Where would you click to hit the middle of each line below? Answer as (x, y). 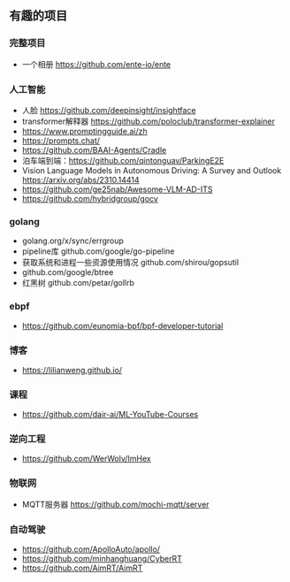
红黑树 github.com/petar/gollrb (78, 283)
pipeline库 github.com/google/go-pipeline (98, 251)
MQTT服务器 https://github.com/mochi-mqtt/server (115, 504)
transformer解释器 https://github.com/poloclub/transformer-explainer (149, 121)
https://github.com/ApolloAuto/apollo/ (91, 549)
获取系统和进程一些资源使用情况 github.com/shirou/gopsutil (130, 263)
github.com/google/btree (68, 272)
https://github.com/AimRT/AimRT (82, 568)
